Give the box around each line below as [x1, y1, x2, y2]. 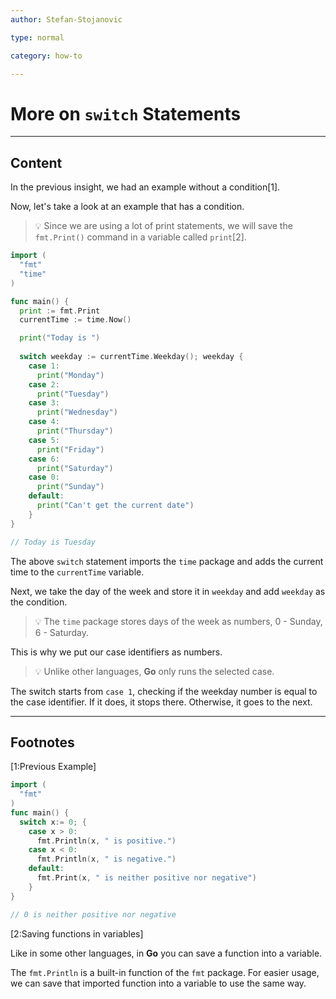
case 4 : [28, 417, 60, 427]
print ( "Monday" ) [36, 370, 105, 380]
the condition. [10, 596, 68, 608]
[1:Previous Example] [10, 761, 97, 773]
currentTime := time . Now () [19, 315, 132, 325]
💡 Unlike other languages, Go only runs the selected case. [34, 665, 275, 677]
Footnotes [10, 734, 75, 751]
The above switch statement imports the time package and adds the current [10, 555, 324, 567]
